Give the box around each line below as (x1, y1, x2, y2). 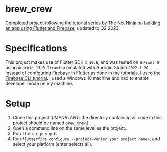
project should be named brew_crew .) (12, 120, 89, 126)
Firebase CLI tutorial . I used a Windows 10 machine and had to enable (5, 75, 149, 81)
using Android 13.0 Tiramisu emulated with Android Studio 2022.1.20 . (5, 64, 150, 70)
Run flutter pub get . (12, 130, 57, 136)
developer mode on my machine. (5, 80, 74, 86)
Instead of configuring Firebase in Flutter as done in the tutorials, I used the (5, 70, 161, 76)
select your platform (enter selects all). (12, 141, 93, 147)
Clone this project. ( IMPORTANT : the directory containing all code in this (12, 114, 162, 120)
